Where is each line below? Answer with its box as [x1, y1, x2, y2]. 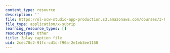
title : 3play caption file [5, 36, 62, 41]
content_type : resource [5, 7, 56, 13]
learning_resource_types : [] [5, 26, 67, 31]
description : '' [5, 12, 39, 17]
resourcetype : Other [5, 31, 49, 36]
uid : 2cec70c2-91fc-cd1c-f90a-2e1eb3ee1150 [5, 40, 99, 45]
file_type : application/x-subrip [5, 21, 76, 27]
